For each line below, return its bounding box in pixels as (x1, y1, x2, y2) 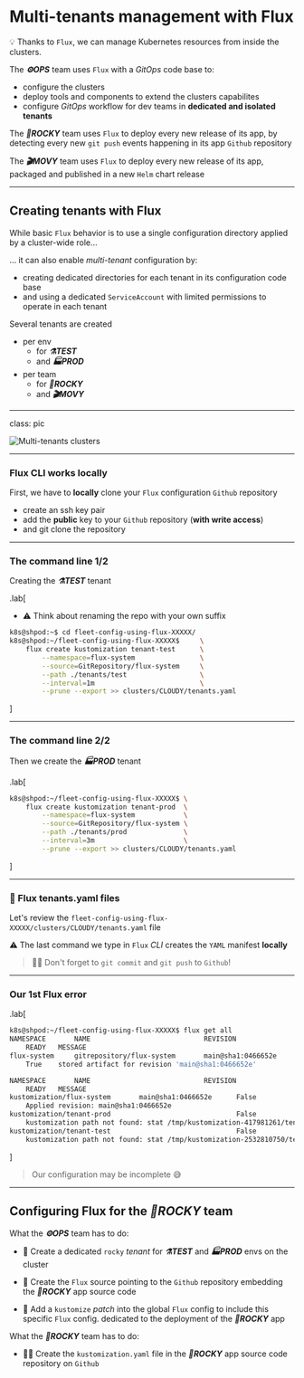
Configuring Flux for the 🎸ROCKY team (9, 1203, 233, 1219)
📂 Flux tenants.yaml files (9, 891, 120, 904)
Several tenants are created (9, 318, 113, 329)
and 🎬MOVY (35, 388, 84, 399)
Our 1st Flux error (9, 988, 88, 1001)
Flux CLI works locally (9, 466, 109, 479)
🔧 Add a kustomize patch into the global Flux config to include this (22, 1303, 270, 1314)
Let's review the (9, 912, 70, 924)
